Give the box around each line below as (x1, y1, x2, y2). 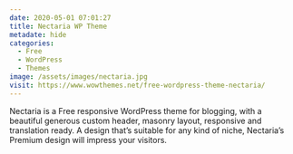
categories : (9, 38, 54, 48)
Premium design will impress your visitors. (9, 134, 168, 145)
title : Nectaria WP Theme (9, 22, 107, 31)
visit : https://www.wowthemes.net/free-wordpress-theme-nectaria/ (9, 81, 266, 90)
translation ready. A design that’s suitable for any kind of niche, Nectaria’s (9, 124, 285, 136)
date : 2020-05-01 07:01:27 (9, 13, 112, 23)
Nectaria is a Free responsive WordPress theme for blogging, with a (9, 105, 262, 116)
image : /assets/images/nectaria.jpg (9, 72, 148, 82)
